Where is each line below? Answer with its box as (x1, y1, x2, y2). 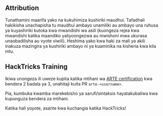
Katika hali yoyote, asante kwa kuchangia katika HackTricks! (5, 105, 126, 111)
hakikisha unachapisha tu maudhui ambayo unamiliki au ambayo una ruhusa (5, 22, 158, 28)
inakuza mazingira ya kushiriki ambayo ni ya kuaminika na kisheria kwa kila (5, 43, 157, 49)
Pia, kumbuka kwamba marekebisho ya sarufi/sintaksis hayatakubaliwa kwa (5, 90, 158, 96)
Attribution (5, 4, 39, 12)
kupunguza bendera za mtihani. (5, 95, 69, 101)
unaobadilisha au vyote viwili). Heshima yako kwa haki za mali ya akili (5, 38, 145, 44)
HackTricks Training (5, 62, 68, 71)
